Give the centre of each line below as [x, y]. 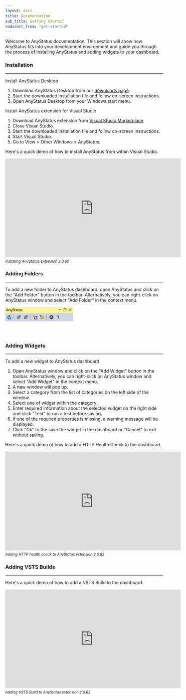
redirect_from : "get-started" [37, 27]
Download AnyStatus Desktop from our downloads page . [71, 90]
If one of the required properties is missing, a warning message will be [85, 419]
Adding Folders [24, 274]
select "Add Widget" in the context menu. [55, 382]
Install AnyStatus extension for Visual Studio [51, 111]
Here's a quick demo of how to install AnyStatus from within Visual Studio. [82, 151]
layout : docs [19, 11]
